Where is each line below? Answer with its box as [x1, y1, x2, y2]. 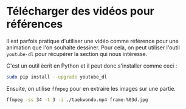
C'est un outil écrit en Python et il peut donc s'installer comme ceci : [6, 62, 177, 69]
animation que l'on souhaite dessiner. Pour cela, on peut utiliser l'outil [6, 44, 181, 51]
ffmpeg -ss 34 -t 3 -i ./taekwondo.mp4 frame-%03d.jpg [6, 96, 148, 103]
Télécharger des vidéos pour [6, 4, 155, 18]
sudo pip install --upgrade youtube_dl [6, 74, 108, 80]
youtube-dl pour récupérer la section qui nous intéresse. [6, 50, 148, 57]
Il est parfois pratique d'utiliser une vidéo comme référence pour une [6, 37, 179, 44]
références [6, 17, 63, 31]
